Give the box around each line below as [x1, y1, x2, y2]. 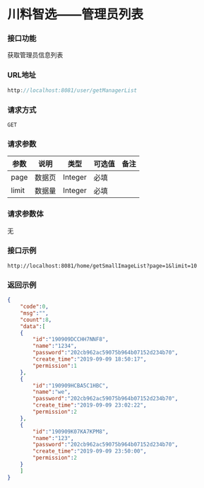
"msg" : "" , [20, 309, 49, 317]
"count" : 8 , [20, 316, 52, 323]
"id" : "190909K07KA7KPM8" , [32, 428, 109, 435]
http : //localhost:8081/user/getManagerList [7, 86, 138, 94]
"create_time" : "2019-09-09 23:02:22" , [32, 402, 147, 409]
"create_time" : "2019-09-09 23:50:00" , [32, 448, 147, 455]
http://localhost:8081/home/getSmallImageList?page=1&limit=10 [7, 262, 198, 269]
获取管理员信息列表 [7, 51, 64, 59]
